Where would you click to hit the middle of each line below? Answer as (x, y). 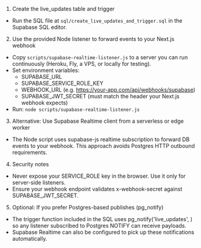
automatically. (30, 239)
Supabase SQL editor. (39, 27)
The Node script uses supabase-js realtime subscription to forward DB (101, 139)
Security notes (30, 164)
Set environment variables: (46, 70)
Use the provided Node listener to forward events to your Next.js (93, 39)
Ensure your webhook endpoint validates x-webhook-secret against (97, 189)
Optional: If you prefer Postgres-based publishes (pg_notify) (88, 207)
